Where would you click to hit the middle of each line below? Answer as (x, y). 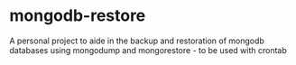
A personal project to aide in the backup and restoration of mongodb (137, 41)
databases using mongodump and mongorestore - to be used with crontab (148, 50)
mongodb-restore (78, 16)
